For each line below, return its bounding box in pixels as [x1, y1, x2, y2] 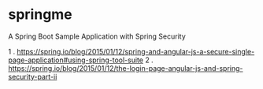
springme [8, 6, 72, 24]
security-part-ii [8, 72, 57, 81]
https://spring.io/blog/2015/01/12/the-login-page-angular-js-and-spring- [8, 63, 243, 72]
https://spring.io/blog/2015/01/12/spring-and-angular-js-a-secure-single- [17, 46, 255, 56]
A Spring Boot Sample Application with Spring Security [8, 32, 187, 41]
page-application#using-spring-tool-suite [8, 55, 144, 65]
